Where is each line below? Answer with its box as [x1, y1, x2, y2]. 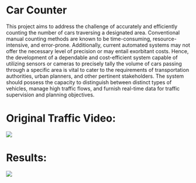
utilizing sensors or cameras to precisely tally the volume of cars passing [6, 60, 183, 67]
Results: [6, 151, 47, 164]
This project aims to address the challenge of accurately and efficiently [6, 23, 178, 30]
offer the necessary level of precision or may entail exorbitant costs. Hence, [6, 47, 189, 54]
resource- [153, 35, 177, 42]
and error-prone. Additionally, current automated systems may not [30, 42, 190, 49]
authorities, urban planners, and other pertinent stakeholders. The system [6, 72, 184, 80]
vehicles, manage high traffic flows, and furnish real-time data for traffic [6, 85, 180, 92]
